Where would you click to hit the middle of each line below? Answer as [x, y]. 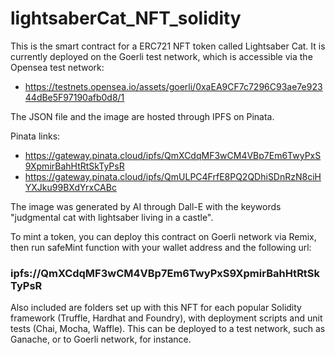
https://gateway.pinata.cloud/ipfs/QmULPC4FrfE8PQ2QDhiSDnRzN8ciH [173, 176]
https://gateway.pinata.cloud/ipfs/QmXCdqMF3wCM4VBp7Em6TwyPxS [173, 155]
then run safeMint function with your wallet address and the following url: [161, 247]
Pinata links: [35, 136]
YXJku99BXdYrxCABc [70, 187]
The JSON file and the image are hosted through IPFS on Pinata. [142, 116]
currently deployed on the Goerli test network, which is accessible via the [161, 56]
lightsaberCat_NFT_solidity [126, 18]
